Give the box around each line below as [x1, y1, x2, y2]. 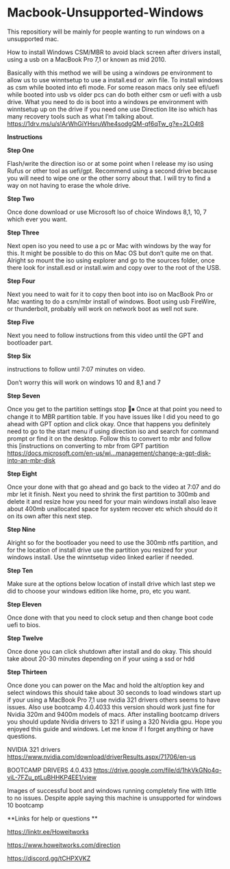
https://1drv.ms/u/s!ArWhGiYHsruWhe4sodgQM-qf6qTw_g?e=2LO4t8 [7, 119, 204, 127]
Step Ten [7, 566, 33, 574]
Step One [7, 146, 34, 154]
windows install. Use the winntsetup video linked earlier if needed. [7, 553, 194, 561]
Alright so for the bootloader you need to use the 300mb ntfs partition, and [7, 538, 218, 546]
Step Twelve [7, 634, 43, 642]
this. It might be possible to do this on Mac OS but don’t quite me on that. [7, 249, 214, 257]
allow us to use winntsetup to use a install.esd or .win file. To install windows [7, 75, 223, 84]
